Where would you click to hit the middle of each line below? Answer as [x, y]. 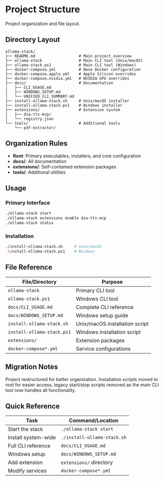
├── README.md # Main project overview [68, 56]
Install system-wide [32, 437]
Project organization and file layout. [43, 24]
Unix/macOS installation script [112, 324]
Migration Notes [32, 367]
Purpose [112, 282]
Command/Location [94, 421]
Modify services [27, 471]
